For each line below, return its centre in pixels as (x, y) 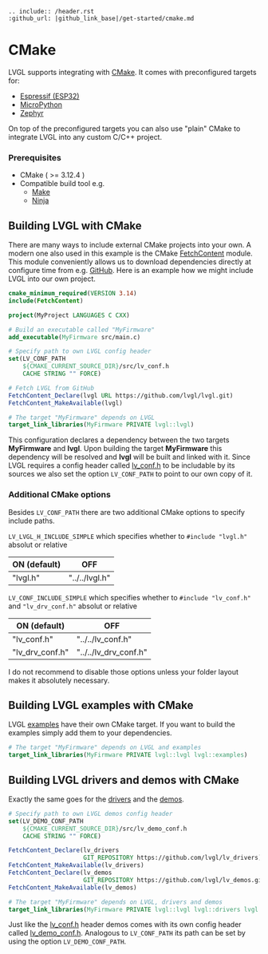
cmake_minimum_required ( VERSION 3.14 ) (73, 294)
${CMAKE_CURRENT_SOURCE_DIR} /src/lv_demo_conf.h (105, 829)
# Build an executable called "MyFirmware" (82, 330)
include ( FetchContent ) (46, 301)
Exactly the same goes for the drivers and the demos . (97, 799)
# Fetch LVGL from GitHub (51, 388)
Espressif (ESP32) (49, 96)
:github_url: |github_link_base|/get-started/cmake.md (101, 18)
